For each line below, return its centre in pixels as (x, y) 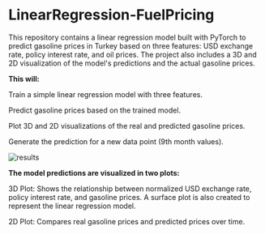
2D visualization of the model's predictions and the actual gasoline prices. (132, 63)
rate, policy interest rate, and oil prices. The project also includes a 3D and (132, 54)
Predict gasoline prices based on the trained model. (94, 110)
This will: (24, 79)
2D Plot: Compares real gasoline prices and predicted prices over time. (127, 221)
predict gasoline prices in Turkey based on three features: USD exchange (131, 45)
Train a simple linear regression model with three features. (105, 94)
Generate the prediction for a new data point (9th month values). (116, 141)
